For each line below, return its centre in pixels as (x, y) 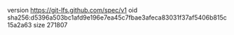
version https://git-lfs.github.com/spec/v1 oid (73, 10)
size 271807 (50, 25)
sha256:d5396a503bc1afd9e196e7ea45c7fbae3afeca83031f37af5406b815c (117, 17)
